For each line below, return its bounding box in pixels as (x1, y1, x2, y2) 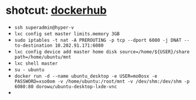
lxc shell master (14, 60, 58, 66)
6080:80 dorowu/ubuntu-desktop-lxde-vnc (14, 83, 117, 90)
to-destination (14, 43, 53, 49)
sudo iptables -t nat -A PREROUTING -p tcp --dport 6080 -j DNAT (14, 37, 182, 43)
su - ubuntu (14, 66, 44, 72)
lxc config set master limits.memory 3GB (14, 31, 120, 37)
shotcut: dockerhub (5, 4, 107, 17)
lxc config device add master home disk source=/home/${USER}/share (14, 49, 190, 54)
